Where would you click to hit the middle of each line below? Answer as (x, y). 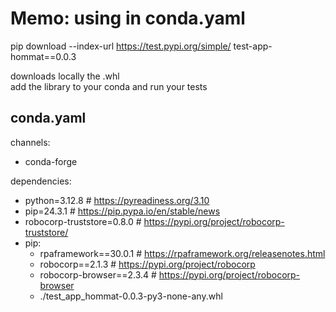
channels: (30, 142)
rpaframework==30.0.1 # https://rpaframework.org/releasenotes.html (182, 253)
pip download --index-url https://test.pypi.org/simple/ (121, 46)
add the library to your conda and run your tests (109, 86)
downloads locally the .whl (65, 76)
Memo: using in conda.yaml (128, 18)
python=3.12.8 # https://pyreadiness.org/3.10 (117, 200)
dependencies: (41, 181)
